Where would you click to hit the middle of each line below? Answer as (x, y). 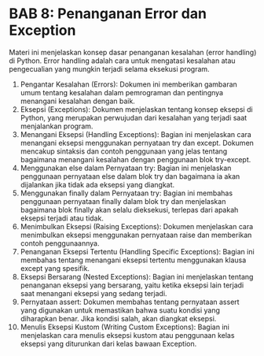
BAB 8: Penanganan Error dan (108, 14)
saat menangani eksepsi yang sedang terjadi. (93, 293)
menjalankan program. (57, 126)
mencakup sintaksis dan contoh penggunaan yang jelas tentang (124, 151)
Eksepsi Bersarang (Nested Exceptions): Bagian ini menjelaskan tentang (137, 276)
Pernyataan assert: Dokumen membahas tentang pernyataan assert (130, 302)
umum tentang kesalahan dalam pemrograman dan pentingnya (121, 92)
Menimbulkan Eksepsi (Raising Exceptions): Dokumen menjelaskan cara (137, 226)
